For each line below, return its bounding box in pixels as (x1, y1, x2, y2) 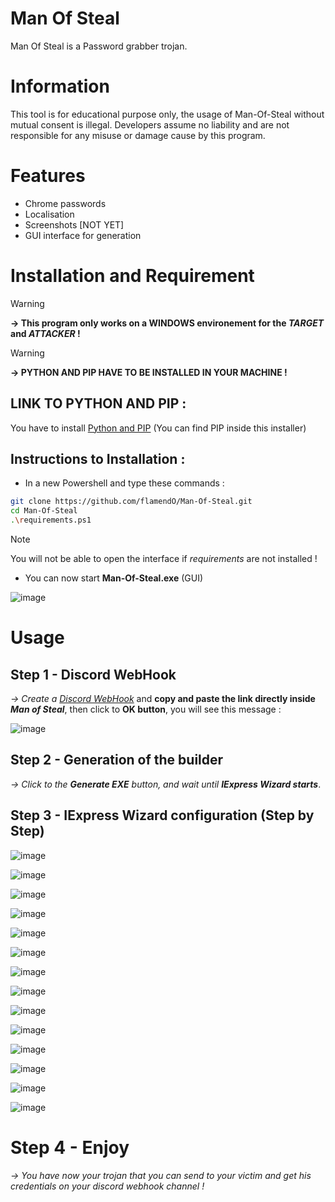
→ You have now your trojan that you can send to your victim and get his (10, 1169, 312, 1181)
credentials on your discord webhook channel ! (10, 1180, 205, 1192)
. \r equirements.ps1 (10, 515, 92, 526)
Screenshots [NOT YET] (24, 218, 125, 231)
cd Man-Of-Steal (10, 506, 78, 516)
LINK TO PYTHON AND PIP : (10, 395, 187, 412)
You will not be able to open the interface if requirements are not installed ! (10, 553, 318, 564)
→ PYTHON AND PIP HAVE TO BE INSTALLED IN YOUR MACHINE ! (10, 366, 288, 378)
